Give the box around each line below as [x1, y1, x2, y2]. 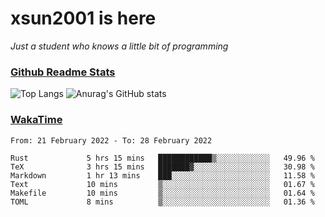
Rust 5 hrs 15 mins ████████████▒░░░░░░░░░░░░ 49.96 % [10, 153, 315, 163]
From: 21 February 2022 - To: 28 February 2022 [10, 135, 213, 146]
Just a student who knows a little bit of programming [10, 40, 229, 52]
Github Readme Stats [10, 65, 116, 79]
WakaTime [10, 113, 63, 127]
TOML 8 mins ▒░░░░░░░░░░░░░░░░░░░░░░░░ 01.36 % [10, 197, 315, 207]
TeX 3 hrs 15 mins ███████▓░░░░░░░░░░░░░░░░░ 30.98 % [10, 162, 315, 172]
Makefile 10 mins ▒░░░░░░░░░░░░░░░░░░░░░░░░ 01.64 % [10, 188, 315, 198]
